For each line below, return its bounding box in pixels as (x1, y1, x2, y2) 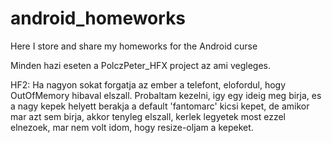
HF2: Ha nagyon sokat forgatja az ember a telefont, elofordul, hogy (10, 78, 287, 91)
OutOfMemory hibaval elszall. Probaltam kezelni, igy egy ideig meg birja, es (10, 89, 322, 101)
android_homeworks (10, 7, 187, 30)
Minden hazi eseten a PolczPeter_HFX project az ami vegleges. (10, 59, 271, 71)
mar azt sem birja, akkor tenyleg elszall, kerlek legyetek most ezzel (10, 110, 287, 122)
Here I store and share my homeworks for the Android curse (10, 40, 258, 52)
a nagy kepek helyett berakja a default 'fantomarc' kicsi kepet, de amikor (10, 100, 310, 112)
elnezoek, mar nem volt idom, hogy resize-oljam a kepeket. (10, 121, 254, 133)
